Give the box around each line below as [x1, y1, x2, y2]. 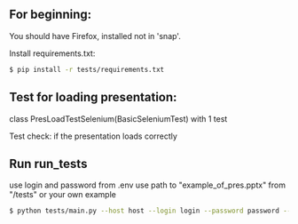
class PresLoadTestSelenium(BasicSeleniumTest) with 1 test [9, 113, 228, 124]
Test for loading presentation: [9, 90, 177, 105]
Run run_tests [9, 156, 88, 172]
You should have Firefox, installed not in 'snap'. [9, 30, 182, 41]
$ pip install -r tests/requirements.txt [9, 65, 165, 74]
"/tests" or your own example [9, 189, 117, 200]
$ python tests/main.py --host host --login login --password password [9, 206, 279, 216]
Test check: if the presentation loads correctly [9, 131, 177, 141]
